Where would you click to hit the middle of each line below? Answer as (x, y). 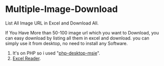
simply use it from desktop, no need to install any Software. (66, 43)
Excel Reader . (27, 58)
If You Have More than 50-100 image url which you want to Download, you (82, 32)
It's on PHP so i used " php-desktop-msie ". (56, 53)
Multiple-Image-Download (61, 9)
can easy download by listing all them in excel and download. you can (77, 38)
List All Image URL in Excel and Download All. (52, 23)
